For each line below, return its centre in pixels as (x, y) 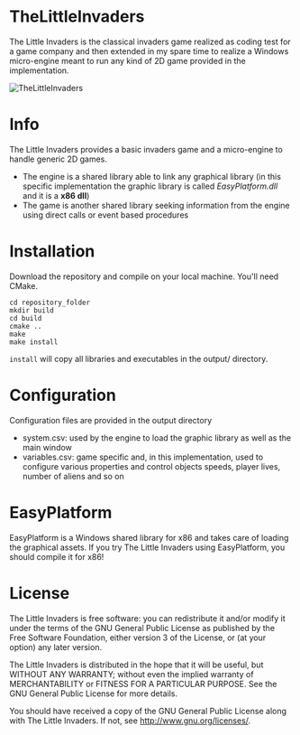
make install (34, 342)
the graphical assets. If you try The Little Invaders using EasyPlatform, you (147, 547)
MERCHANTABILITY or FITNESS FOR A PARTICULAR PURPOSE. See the (143, 684)
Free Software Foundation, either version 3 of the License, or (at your (138, 637)
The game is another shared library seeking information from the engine (156, 205)
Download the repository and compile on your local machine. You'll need (144, 276)
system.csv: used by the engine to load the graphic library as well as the (156, 437)
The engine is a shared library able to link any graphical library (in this (152, 176)
